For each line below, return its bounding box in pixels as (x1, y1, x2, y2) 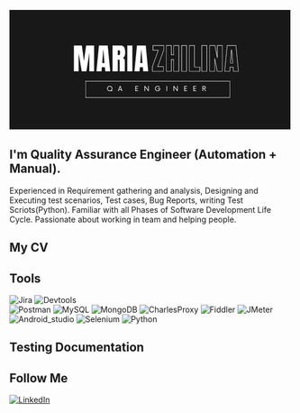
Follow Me (9, 371, 68, 386)
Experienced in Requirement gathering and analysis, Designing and (9, 185, 259, 196)
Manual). (9, 161, 61, 177)
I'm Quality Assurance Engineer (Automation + (9, 147, 277, 162)
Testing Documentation (9, 340, 144, 355)
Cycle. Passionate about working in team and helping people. (9, 214, 237, 225)
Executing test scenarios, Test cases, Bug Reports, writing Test (9, 195, 243, 206)
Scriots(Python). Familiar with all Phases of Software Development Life (9, 204, 272, 215)
